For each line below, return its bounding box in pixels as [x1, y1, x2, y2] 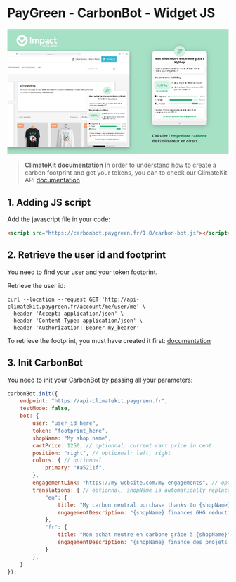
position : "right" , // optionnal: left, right [32, 450, 171, 457]
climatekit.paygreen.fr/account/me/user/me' [7, 303, 140, 310]
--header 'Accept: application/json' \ [7, 310, 124, 317]
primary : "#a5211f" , [44, 464, 105, 471]
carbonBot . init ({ [7, 390, 58, 397]
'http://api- [101, 296, 140, 303]
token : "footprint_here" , [32, 427, 109, 434]
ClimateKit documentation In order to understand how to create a [24, 161, 216, 170]
